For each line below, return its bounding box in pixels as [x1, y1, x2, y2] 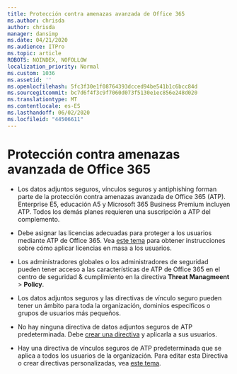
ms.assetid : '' [7, 76, 52, 84]
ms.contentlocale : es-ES [7, 103, 81, 110]
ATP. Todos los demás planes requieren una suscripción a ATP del [17, 207, 211, 216]
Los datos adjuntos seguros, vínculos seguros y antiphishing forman [17, 185, 217, 193]
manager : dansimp [7, 30, 59, 38]
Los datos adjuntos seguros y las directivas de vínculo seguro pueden [17, 293, 222, 302]
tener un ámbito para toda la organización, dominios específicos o [17, 301, 211, 310]
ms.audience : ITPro [7, 43, 65, 50]
